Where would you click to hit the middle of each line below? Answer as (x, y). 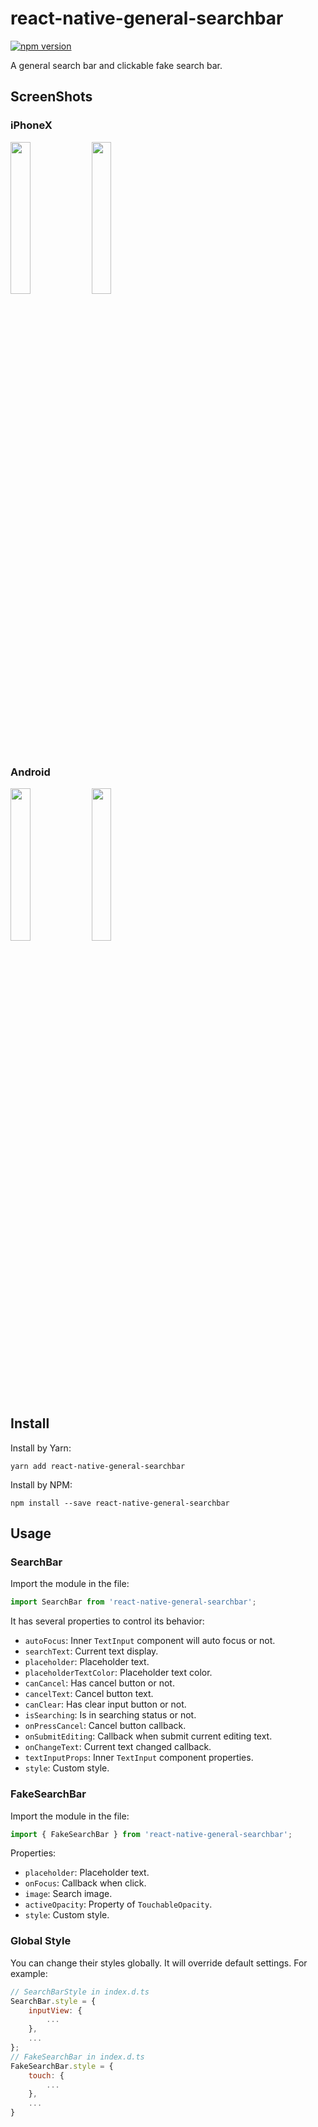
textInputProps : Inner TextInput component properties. (139, 1758)
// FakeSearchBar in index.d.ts (77, 2057)
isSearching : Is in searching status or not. (110, 1715)
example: (29, 1973)
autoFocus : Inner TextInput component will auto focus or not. (150, 1641)
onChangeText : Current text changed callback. (118, 1747)
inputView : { (55, 2010)
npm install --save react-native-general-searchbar (120, 1503)
